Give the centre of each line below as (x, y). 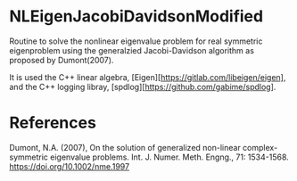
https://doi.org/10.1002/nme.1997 (70, 166)
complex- (260, 147)
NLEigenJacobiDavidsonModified (136, 16)
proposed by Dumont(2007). (62, 60)
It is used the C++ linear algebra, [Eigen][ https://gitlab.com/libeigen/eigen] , (148, 77)
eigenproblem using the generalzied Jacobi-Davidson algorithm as (132, 50)
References (53, 123)
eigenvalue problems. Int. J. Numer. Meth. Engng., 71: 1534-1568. (170, 157)
